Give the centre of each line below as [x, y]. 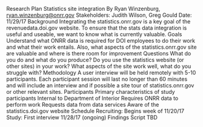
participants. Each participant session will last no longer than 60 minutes [97, 79]
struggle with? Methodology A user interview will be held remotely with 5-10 [101, 73]
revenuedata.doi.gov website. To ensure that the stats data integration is [97, 28]
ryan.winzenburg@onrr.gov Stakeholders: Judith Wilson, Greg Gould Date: [99, 15]
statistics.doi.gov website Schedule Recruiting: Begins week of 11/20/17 [95, 111]
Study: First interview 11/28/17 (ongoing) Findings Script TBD [82, 117]
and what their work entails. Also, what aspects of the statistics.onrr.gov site [101, 47]
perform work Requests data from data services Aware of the [83, 104]
